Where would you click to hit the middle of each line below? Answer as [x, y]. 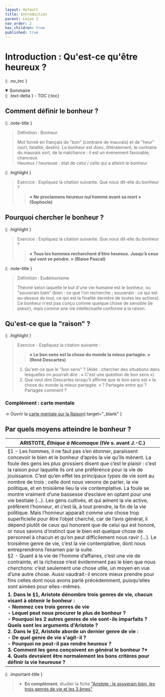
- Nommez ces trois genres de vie [49, 607]
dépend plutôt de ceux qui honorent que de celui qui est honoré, [82, 525]
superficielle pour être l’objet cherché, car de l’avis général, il [78, 519]
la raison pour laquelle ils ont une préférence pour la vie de [75, 470]
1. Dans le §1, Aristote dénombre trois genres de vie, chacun [80, 595]
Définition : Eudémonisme [43, 278]
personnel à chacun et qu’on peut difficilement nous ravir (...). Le [82, 538]
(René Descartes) [48, 360]
